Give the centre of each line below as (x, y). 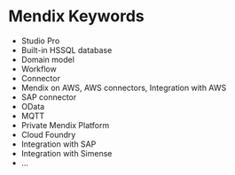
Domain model (47, 59)
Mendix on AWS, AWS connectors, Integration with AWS (124, 87)
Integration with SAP (59, 144)
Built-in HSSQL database (67, 49)
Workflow (39, 69)
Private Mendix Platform (65, 125)
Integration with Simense (67, 153)
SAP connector (49, 97)
